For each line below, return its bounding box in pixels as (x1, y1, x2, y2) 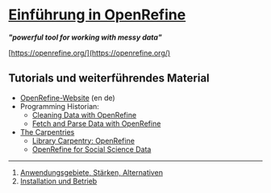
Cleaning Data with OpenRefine (31, 110, 137, 120)
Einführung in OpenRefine (8, 6, 186, 24)
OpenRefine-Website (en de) (19, 93, 115, 103)
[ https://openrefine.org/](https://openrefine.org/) (8, 48, 171, 57)
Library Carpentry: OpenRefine (31, 136, 135, 145)
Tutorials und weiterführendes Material (8, 71, 210, 86)
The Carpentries (19, 127, 75, 136)
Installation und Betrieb (19, 176, 98, 186)
